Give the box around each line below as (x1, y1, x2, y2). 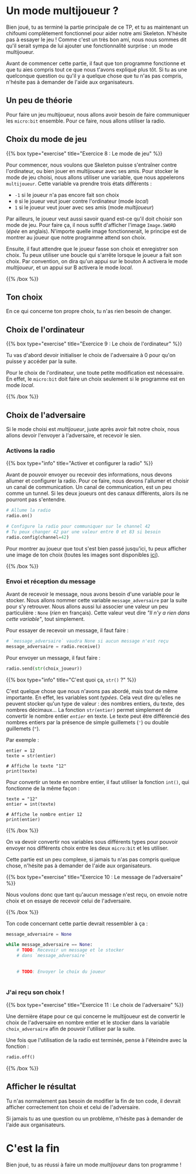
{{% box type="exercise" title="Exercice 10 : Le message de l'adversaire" (6, 873, 183, 880)
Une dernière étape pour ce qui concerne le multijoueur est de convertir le (6, 1013, 185, 1020)
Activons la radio (6, 446, 56, 454)
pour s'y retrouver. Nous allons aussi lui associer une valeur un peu (6, 603, 169, 610)
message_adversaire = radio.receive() (6, 643, 101, 649)
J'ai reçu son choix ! (6, 988, 65, 996)
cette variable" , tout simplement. (6, 615, 85, 622)
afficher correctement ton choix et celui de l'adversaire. (6, 1104, 140, 1111)
